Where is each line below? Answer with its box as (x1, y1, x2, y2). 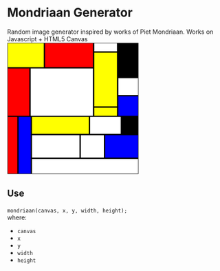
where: (7, 213, 27, 221)
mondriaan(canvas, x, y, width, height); (7, 207, 128, 214)
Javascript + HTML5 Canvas (7, 34, 88, 43)
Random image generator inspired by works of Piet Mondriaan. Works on (7, 28, 214, 36)
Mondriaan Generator (7, 5, 133, 21)
